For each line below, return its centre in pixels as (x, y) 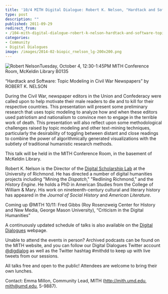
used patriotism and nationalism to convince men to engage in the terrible (81, 117)
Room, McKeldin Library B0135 (37, 71)
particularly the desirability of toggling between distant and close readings (82, 133)
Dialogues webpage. (26, 230)
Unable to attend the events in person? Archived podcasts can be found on (82, 240)
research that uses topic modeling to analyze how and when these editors (81, 112)
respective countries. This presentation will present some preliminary (76, 106)
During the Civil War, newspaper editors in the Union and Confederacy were (83, 96)
